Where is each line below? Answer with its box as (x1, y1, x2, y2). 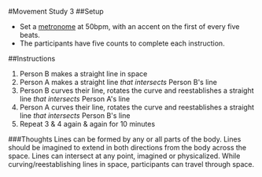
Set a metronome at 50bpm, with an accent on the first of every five (19, 22, 240, 31)
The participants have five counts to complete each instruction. (19, 39, 226, 48)
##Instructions (8, 54, 56, 63)
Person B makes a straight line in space (19, 69, 148, 78)
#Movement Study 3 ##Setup (8, 7, 104, 16)
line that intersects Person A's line (19, 94, 131, 103)
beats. (19, 31, 41, 39)
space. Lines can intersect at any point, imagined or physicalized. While (8, 151, 241, 160)
